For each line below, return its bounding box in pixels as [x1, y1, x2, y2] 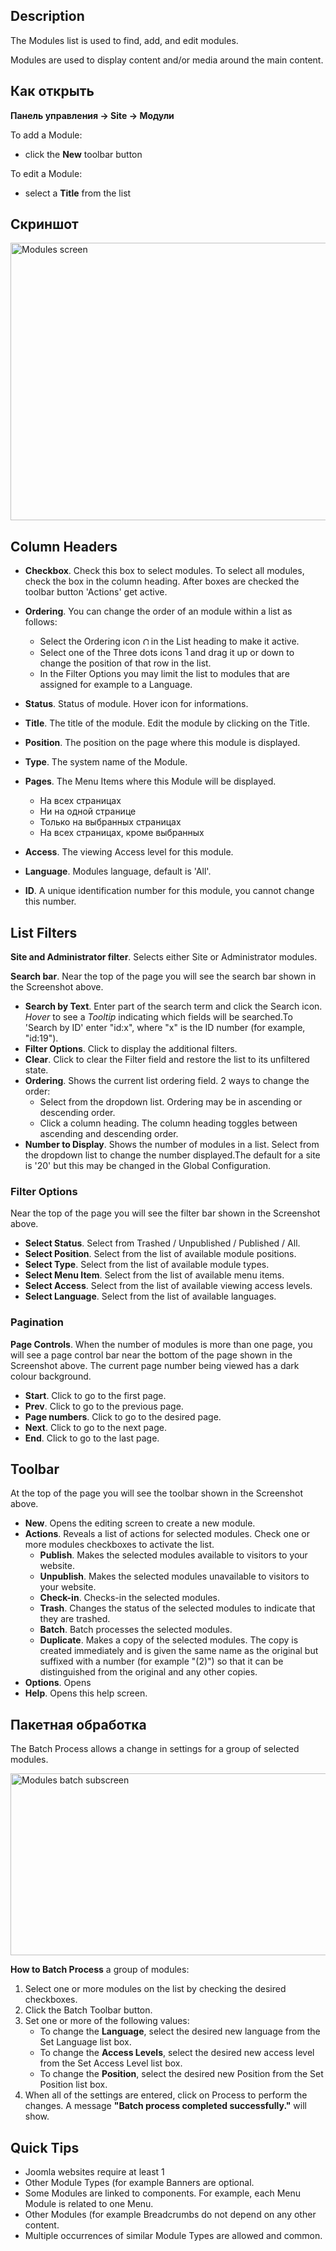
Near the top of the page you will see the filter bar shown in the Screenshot [10, 1207, 321, 1219]
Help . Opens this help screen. [24, 1687, 148, 1699]
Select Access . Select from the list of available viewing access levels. [24, 1280, 313, 1292]
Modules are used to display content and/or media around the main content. [10, 54, 324, 66]
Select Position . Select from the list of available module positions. [24, 1248, 297, 1260]
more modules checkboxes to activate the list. [24, 1539, 215, 1551]
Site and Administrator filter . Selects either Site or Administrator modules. [10, 951, 318, 963]
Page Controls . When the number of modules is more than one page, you [10, 1338, 313, 1350]
